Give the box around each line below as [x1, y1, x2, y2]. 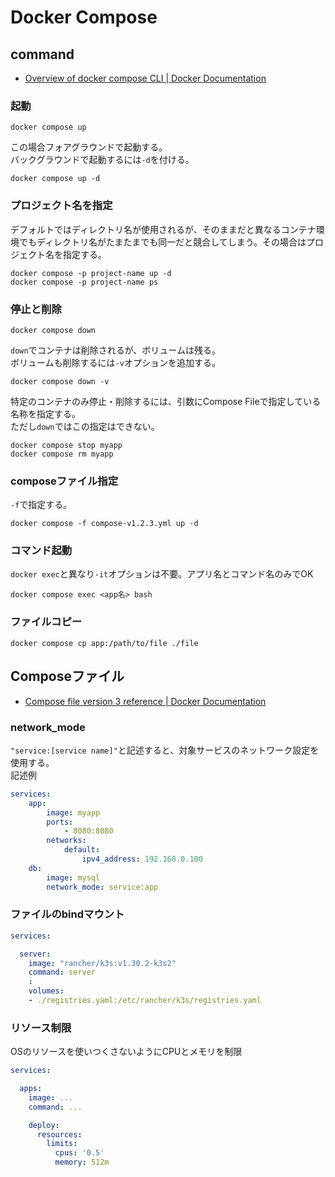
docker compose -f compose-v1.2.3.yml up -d [10, 519, 199, 529]
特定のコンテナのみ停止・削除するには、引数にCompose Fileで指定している [10, 395, 322, 407]
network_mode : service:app [46, 882, 159, 892]
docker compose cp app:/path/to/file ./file [10, 638, 199, 648]
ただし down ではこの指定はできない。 [10, 420, 160, 432]
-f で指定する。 [10, 499, 73, 511]
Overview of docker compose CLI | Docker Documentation [24, 72, 267, 84]
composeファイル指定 [10, 474, 118, 488]
